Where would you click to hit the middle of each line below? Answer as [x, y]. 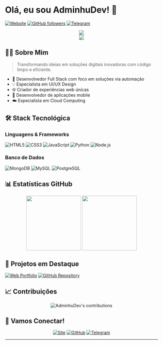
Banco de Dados [25, 157]
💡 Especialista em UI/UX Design [44, 84]
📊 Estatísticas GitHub [39, 184]
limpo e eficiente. [34, 69]
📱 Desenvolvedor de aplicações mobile [51, 95]
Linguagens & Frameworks [37, 135]
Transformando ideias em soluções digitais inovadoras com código [84, 64]
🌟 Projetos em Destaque [42, 264]
